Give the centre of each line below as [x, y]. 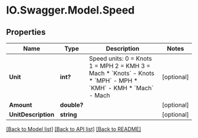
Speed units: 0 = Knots [121, 58]
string [69, 114]
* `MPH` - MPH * [113, 80]
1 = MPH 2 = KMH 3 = [120, 66]
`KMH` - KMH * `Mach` [121, 88]
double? [72, 105]
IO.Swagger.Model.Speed [70, 10]
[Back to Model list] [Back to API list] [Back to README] [74, 129]
